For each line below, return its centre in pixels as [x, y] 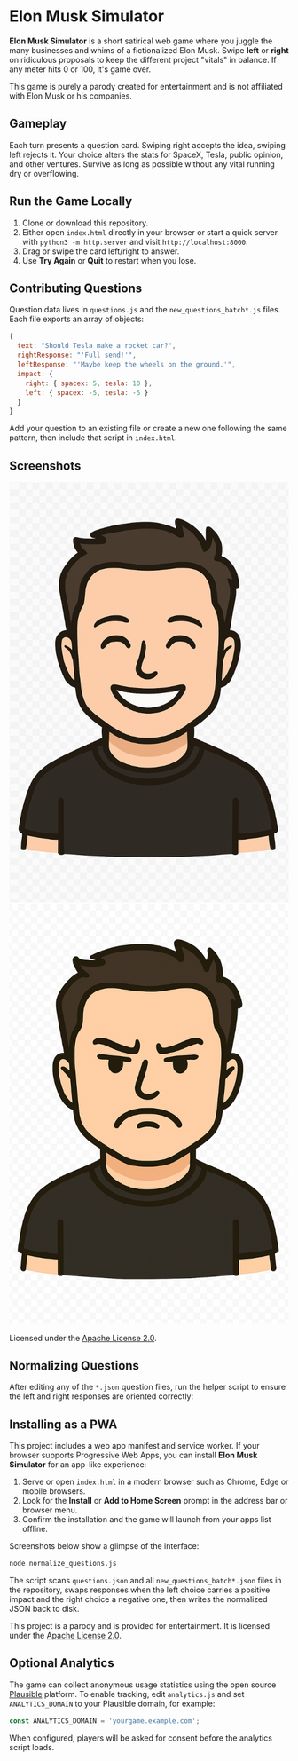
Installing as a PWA [63, 1424]
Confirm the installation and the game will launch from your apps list [147, 1520]
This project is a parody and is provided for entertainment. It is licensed [140, 1626]
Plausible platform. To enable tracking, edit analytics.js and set [127, 1694]
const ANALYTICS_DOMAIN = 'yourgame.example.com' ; [105, 1721]
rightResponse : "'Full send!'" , [77, 355]
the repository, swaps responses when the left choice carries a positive [140, 1590]
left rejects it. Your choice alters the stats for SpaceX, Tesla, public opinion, [146, 154]
